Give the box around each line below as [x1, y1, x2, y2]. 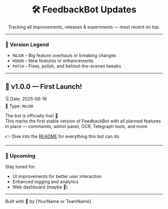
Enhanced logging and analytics [12, 178, 79, 185]
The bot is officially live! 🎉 [5, 113, 58, 119]
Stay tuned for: [5, 163, 36, 170]
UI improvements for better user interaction [12, 173, 102, 179]
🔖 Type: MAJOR [5, 103, 33, 109]
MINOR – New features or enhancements [12, 58, 93, 64]
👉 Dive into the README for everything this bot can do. [5, 133, 121, 139]
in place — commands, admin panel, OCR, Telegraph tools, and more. [5, 123, 148, 129]
